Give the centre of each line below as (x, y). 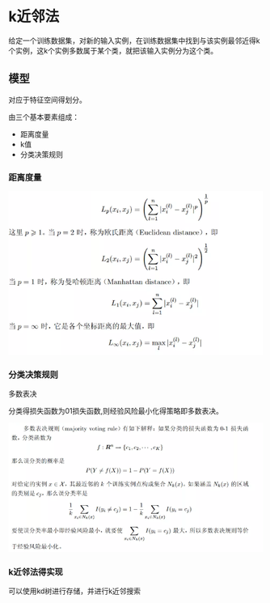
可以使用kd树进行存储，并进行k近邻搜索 (75, 591)
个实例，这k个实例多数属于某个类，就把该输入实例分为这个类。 (113, 50)
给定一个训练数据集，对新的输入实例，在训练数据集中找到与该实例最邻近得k (134, 40)
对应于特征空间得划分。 (47, 100)
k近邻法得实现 (36, 572)
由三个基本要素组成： (44, 117)
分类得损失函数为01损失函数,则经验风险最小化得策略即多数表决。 (116, 411)
